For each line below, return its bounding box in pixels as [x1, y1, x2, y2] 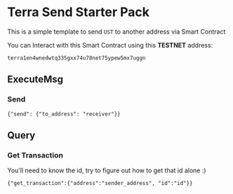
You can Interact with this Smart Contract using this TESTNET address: [7, 41, 213, 49]
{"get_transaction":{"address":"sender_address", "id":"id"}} [7, 180, 193, 187]
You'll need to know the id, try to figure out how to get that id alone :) [7, 166, 206, 175]
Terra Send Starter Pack [7, 4, 149, 20]
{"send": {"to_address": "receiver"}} [7, 110, 121, 118]
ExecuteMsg [7, 74, 64, 85]
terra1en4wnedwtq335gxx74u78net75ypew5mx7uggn [7, 54, 146, 62]
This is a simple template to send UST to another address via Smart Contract [7, 27, 226, 36]
